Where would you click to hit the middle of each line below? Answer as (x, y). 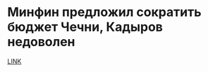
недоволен (41, 42)
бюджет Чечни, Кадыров (85, 27)
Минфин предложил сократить (104, 12)
